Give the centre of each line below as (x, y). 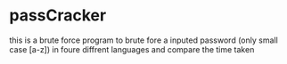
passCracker (58, 16)
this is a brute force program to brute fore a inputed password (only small (143, 40)
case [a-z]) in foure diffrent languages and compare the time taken (132, 49)
